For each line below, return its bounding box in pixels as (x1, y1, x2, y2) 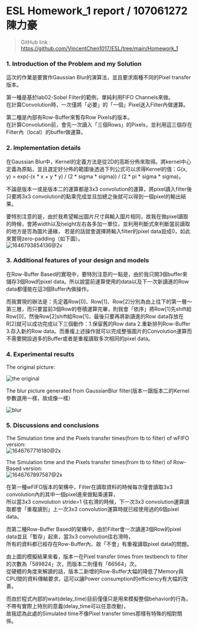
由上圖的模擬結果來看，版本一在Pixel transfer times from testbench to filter (6, 553, 188, 560)
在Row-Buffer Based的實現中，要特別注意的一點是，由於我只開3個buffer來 (6, 271, 188, 278)
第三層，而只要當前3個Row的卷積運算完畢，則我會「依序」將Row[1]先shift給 (6, 305, 192, 312)
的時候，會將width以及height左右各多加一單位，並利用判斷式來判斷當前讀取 (6, 220, 190, 227)
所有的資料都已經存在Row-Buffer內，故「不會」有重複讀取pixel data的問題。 (6, 541, 192, 548)
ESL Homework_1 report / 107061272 (6, 4, 188, 18)
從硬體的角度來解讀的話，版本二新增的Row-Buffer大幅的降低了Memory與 (6, 568, 184, 575)
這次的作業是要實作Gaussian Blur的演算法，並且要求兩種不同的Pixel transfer (6, 74, 191, 81)
